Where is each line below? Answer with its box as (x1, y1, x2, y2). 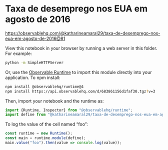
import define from (5, 112, 46, 117)
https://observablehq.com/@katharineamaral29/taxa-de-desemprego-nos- (5, 30, 160, 36)
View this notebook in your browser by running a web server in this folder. (5, 45, 157, 51)
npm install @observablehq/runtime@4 (5, 84, 84, 89)
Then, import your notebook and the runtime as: (5, 98, 104, 104)
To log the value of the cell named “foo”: (5, 121, 88, 127)
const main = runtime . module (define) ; (5, 135, 86, 140)
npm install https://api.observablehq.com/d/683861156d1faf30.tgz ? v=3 (5, 88, 155, 94)
